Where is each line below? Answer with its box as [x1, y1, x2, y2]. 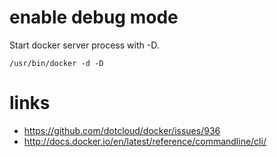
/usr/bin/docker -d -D [9, 58, 104, 68]
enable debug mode [9, 6, 179, 29]
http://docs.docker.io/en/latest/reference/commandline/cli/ [23, 135, 267, 147]
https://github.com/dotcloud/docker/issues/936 [23, 124, 221, 136]
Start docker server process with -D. [9, 39, 160, 51]
